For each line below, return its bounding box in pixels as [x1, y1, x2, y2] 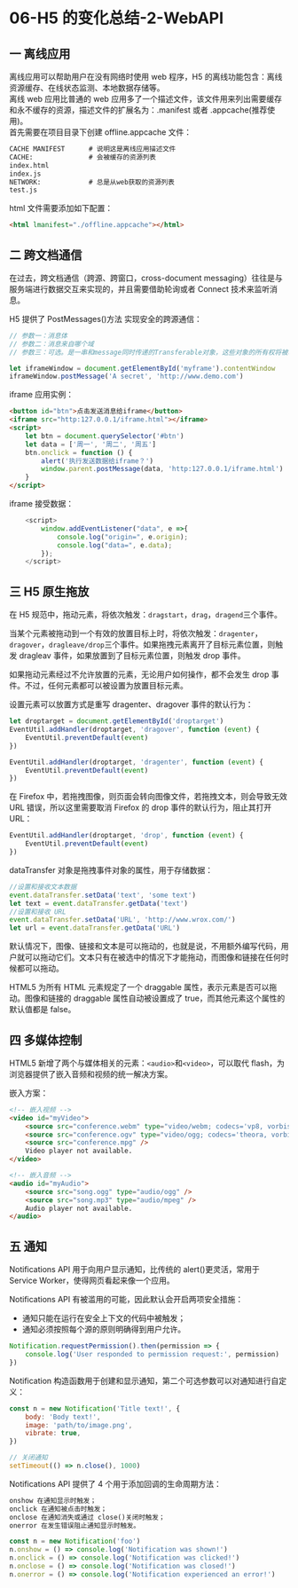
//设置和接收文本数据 [9, 882, 77, 892]
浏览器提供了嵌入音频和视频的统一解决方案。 [9, 1068, 173, 1079]
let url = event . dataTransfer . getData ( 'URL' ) [9, 924, 180, 932]
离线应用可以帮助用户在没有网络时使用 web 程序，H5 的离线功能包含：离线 [9, 72, 283, 82]
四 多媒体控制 [9, 1033, 82, 1048]
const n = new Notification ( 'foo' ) [9, 1537, 141, 1546]
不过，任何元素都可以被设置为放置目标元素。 [24, 680, 188, 691]
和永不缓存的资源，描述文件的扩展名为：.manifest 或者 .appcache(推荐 [9, 105, 268, 115]
